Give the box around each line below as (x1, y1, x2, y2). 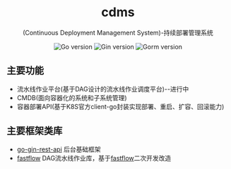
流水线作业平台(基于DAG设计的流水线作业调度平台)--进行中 (16, 84, 189, 93)
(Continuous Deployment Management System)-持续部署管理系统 (23, 28, 213, 37)
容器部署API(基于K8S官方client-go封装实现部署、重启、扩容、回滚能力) (16, 102, 225, 111)
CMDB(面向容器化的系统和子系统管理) (16, 93, 128, 102)
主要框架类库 (6, 125, 63, 137)
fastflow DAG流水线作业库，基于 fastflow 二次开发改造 (16, 154, 172, 162)
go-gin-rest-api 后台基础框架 (16, 145, 102, 154)
